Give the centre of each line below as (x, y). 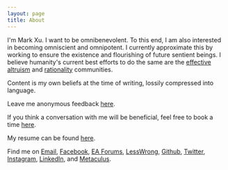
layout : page (26, 14)
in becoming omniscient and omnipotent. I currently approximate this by (110, 47)
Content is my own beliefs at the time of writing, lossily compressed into (111, 83)
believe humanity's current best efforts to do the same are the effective (109, 62)
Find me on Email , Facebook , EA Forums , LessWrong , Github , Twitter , (106, 151)
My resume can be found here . (51, 138)
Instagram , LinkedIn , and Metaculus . (59, 159)
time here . (22, 124)
